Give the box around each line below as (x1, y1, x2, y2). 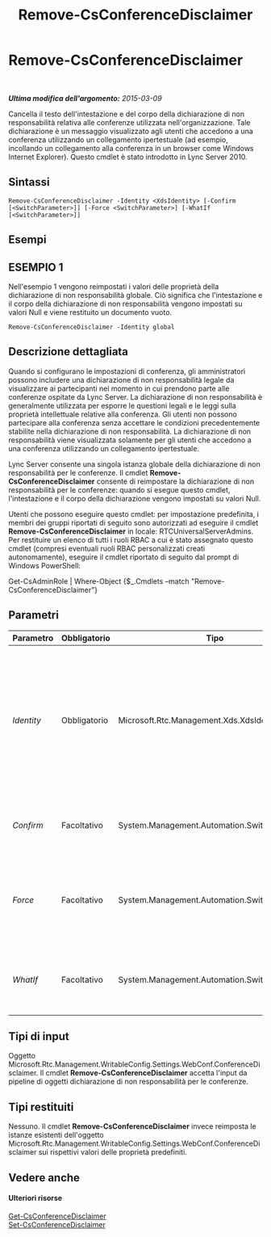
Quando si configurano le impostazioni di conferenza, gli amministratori (8, 366, 246, 376)
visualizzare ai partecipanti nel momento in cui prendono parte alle (8, 384, 230, 393)
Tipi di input (8, 1029, 70, 1043)
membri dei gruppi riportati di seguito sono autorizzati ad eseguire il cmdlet (8, 518, 259, 527)
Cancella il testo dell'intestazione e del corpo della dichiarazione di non (8, 109, 244, 119)
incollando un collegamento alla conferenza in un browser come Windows (8, 143, 254, 153)
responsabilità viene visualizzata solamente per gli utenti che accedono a (8, 434, 252, 445)
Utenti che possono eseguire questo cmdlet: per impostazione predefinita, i (8, 509, 260, 518)
